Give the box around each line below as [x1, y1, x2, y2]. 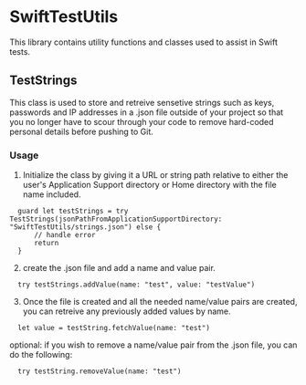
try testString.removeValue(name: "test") [17, 367, 182, 376]
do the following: [9, 349, 73, 360]
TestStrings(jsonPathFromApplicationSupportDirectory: [9, 214, 223, 224]
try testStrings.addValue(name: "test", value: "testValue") [17, 280, 256, 289]
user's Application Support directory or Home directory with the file [22, 180, 277, 191]
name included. [22, 189, 81, 200]
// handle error [33, 231, 96, 240]
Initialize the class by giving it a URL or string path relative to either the [22, 170, 289, 181]
